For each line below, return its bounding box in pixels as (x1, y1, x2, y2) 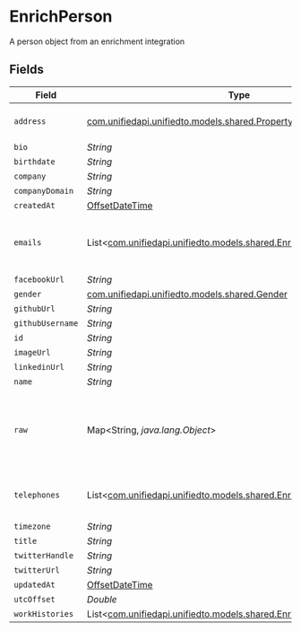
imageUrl (13, 347, 51, 357)
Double (86, 592, 118, 605)
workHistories (13, 609, 74, 619)
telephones (13, 489, 60, 500)
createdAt (13, 200, 56, 210)
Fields (9, 62, 45, 77)
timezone (13, 521, 51, 531)
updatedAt (13, 579, 56, 590)
